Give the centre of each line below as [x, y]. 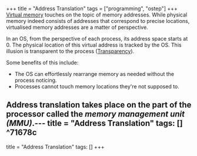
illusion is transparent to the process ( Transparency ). [70, 51]
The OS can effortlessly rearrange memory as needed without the [94, 74]
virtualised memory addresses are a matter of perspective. [77, 27]
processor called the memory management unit [96, 114]
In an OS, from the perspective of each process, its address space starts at [97, 39]
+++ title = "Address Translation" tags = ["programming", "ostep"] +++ [92, 9]
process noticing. [36, 80]
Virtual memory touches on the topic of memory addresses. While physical [97, 15]
